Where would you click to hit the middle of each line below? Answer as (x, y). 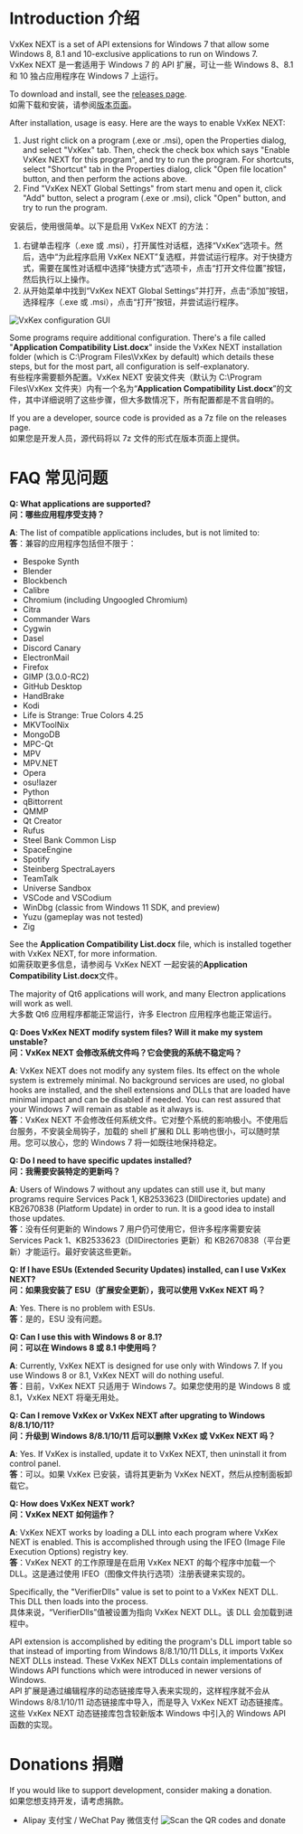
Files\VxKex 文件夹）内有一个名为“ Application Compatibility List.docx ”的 (147, 388)
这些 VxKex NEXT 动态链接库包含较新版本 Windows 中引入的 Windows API (148, 1713)
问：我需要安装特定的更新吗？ (65, 1171)
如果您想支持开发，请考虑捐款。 (69, 1801)
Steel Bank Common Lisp (69, 840)
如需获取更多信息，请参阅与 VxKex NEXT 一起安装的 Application (128, 964)
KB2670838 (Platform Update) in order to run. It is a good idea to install (142, 1208)
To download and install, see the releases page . (98, 94)
